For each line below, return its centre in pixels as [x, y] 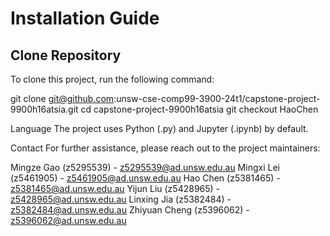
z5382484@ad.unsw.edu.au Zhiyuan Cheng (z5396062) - [130, 210]
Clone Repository [66, 55]
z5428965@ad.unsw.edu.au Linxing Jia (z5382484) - [121, 199]
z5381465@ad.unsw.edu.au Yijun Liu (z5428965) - [115, 188]
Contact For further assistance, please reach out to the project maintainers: [165, 148]
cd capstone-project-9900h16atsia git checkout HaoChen [199, 109]
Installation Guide [85, 18]
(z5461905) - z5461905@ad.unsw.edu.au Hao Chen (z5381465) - [145, 178]
